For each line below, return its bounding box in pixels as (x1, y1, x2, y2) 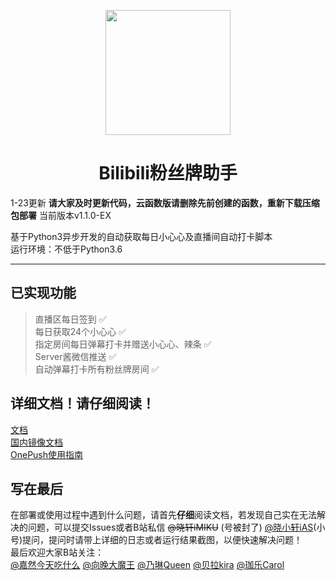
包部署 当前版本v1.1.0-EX (10, 209, 112, 221)
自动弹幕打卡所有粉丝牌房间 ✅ (34, 363, 160, 375)
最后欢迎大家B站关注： (10, 546, 105, 559)
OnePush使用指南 (10, 448, 84, 460)
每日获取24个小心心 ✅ (34, 325, 127, 337)
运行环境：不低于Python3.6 (10, 243, 123, 255)
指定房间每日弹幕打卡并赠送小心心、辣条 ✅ (34, 338, 212, 350)
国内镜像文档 (10, 436, 63, 448)
